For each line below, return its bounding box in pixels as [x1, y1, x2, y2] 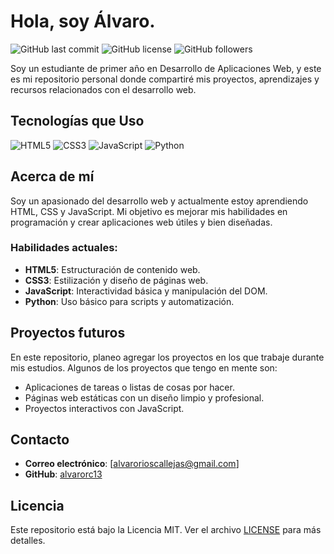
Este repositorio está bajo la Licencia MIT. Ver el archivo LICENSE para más [10, 524, 322, 536]
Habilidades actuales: [10, 241, 118, 255]
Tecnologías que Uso [10, 113, 145, 130]
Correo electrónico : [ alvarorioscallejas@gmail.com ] [24, 458, 240, 470]
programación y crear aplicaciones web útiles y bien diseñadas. [10, 216, 273, 228]
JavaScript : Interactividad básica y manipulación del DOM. [24, 285, 268, 297]
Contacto [10, 431, 70, 449]
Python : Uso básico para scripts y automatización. [24, 295, 235, 307]
